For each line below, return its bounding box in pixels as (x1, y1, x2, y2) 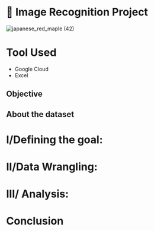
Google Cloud (14, 65, 49, 72)
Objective (6, 89, 43, 99)
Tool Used (6, 46, 57, 59)
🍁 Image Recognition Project (6, 5, 148, 19)
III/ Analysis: (6, 187, 69, 201)
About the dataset (6, 109, 75, 119)
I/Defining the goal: (6, 133, 103, 146)
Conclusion (6, 214, 64, 228)
